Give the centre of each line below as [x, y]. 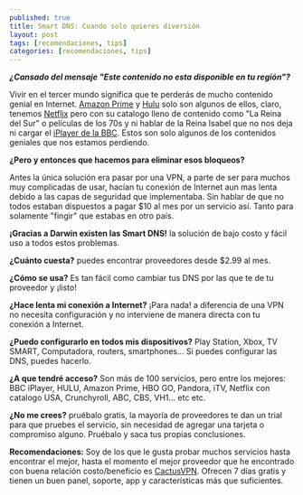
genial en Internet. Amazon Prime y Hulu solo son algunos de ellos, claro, [146, 104]
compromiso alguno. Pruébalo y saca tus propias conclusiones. [128, 434]
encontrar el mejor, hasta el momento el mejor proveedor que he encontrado [152, 462]
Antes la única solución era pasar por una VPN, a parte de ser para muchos [150, 178]
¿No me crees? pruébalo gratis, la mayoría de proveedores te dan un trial [146, 416]
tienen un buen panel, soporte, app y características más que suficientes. [147, 481]
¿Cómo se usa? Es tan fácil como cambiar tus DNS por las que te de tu [142, 278]
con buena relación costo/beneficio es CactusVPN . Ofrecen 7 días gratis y [148, 472]
